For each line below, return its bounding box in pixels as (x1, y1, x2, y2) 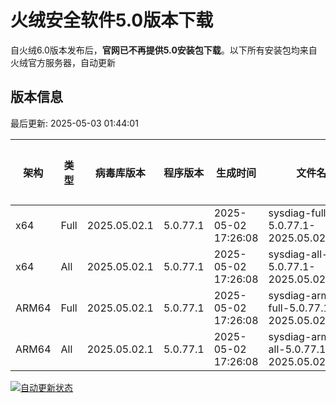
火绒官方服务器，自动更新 (10, 56, 116, 68)
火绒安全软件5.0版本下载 (10, 9, 214, 32)
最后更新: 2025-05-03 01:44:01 (10, 117, 139, 129)
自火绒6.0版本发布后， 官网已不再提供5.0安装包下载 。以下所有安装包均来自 (10, 44, 318, 56)
